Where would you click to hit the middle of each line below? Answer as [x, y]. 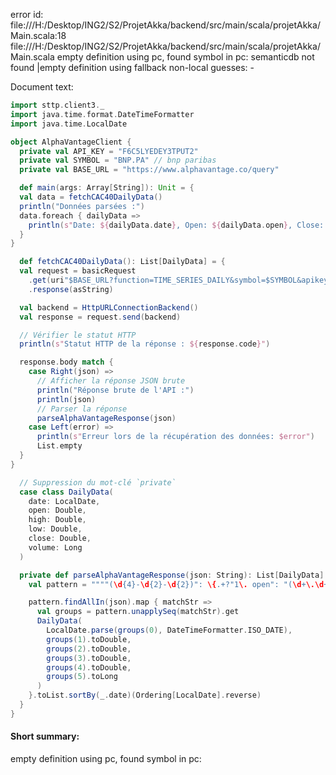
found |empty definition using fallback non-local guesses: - [132, 67]
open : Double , [57, 510]
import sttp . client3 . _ [57, 105]
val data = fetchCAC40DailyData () [91, 197]
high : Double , [57, 520]
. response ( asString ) [71, 289]
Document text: [42, 87]
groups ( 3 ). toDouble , [89, 658]
